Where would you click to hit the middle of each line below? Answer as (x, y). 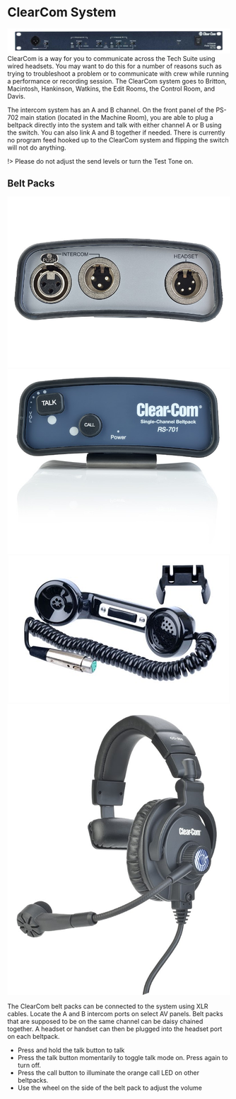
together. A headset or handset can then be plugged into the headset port (115, 1029)
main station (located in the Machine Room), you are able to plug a (117, 117)
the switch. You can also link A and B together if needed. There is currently (116, 133)
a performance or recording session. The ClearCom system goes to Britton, (117, 81)
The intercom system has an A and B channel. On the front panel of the (111, 110)
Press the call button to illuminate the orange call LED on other (108, 1072)
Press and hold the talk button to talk (71, 1050)
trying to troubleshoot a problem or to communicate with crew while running (118, 73)
